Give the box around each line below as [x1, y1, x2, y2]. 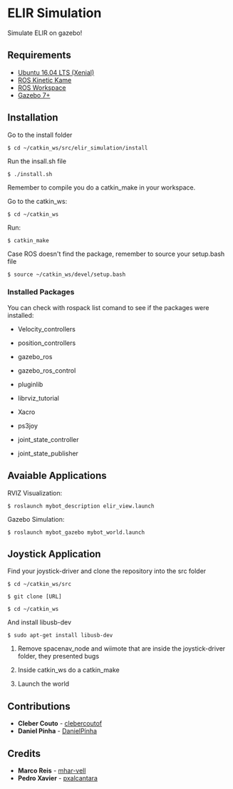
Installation [7, 112, 58, 124]
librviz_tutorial [17, 393, 59, 402]
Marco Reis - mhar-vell [17, 766, 86, 775]
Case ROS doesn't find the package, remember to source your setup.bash [7, 249, 225, 258]
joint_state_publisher [17, 449, 78, 458]
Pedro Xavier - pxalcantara [17, 774, 98, 783]
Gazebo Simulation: [7, 515, 65, 523]
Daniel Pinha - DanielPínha [17, 727, 98, 736]
